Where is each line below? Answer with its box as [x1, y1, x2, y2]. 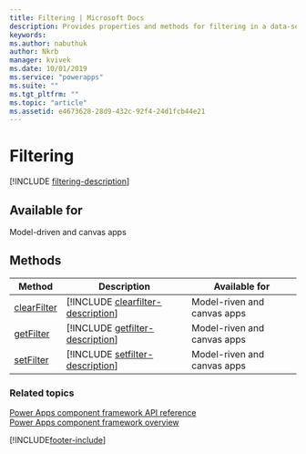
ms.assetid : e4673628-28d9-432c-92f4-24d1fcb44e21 [9, 107, 206, 116]
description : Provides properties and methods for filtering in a [9, 22, 267, 31]
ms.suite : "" [9, 81, 59, 90]
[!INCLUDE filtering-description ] [9, 176, 130, 187]
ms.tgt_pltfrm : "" [9, 89, 79, 98]
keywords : [9, 30, 47, 39]
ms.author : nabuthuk [9, 38, 88, 48]
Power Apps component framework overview [9, 417, 179, 428]
